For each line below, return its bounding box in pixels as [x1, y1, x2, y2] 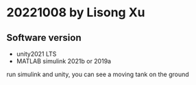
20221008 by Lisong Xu [6, 5, 145, 20]
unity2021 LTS [16, 50, 57, 58]
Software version [6, 32, 82, 44]
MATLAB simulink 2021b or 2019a [16, 57, 111, 65]
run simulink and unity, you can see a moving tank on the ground [6, 70, 189, 78]
